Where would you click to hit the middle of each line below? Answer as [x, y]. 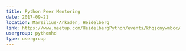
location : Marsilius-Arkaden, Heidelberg [58, 22]
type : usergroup [26, 39]
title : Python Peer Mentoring [43, 11]
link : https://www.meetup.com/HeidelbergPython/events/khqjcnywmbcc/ [94, 28]
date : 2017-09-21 [27, 17]
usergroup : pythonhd [32, 33]
